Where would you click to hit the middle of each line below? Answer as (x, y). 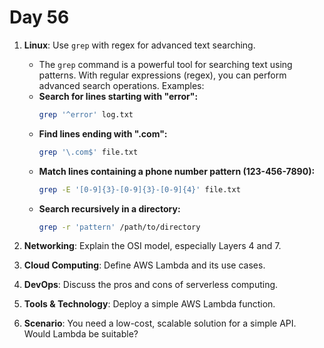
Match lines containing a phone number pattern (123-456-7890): (177, 171)
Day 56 (39, 17)
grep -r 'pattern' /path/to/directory (119, 227)
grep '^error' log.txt (86, 114)
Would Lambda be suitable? (81, 334)
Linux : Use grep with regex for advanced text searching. (139, 45)
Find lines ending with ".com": (103, 133)
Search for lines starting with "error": (118, 96)
